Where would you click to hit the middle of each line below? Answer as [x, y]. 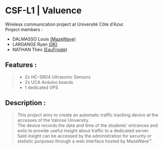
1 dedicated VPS [41, 87]
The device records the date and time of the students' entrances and [87, 125]
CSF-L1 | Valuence [43, 11]
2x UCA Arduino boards [49, 82]
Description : [26, 103]
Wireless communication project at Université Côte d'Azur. [65, 24]
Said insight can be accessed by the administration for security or [84, 136]
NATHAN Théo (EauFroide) [40, 49]
